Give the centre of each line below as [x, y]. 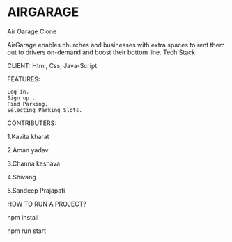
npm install [23, 217]
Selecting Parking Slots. [45, 110]
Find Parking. [28, 104]
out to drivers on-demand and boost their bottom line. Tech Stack [101, 52]
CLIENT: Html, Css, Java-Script [52, 65]
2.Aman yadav [28, 150]
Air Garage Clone [32, 31]
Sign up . [22, 98]
